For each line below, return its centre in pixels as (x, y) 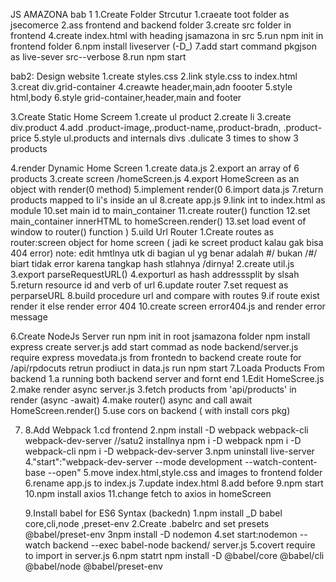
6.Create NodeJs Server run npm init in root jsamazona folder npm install (160, 336)
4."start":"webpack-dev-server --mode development (133, 462)
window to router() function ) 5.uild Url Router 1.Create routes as (142, 232)
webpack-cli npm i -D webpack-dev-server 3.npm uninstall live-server (169, 451)
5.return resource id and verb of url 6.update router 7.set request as (149, 285)
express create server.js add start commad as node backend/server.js (154, 347)
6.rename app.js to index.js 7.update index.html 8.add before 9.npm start (174, 483)
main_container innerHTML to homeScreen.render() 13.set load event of (158, 221)
